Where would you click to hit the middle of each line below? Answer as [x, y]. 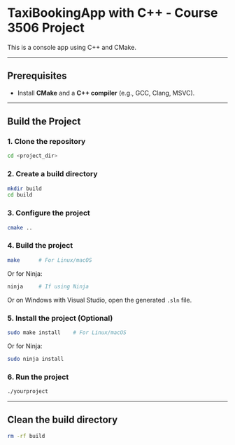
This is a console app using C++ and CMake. [72, 47]
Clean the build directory [63, 420]
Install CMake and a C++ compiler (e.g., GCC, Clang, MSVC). [106, 93]
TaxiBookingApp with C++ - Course [113, 13]
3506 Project [46, 28]
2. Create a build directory [52, 174]
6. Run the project [38, 377]
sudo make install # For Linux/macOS [67, 332]
